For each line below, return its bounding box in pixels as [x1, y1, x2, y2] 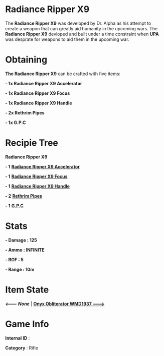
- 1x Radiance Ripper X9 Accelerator [5, 80, 82, 86]
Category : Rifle [5, 344, 39, 351]
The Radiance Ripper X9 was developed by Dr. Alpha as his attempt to [5, 20, 151, 26]
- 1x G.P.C [5, 120, 26, 126]
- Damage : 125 [5, 237, 38, 243]
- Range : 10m [5, 266, 35, 272]
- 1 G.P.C [5, 203, 24, 209]
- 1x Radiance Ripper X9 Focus [5, 90, 70, 96]
